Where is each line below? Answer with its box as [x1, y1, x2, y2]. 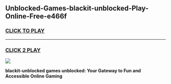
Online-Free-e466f [5, 12, 67, 21]
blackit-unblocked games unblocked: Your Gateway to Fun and [5, 67, 141, 73]
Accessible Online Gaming [5, 73, 63, 79]
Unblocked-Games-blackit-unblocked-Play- [5, 4, 149, 13]
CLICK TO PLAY [5, 27, 45, 35]
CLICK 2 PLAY [5, 46, 41, 53]
